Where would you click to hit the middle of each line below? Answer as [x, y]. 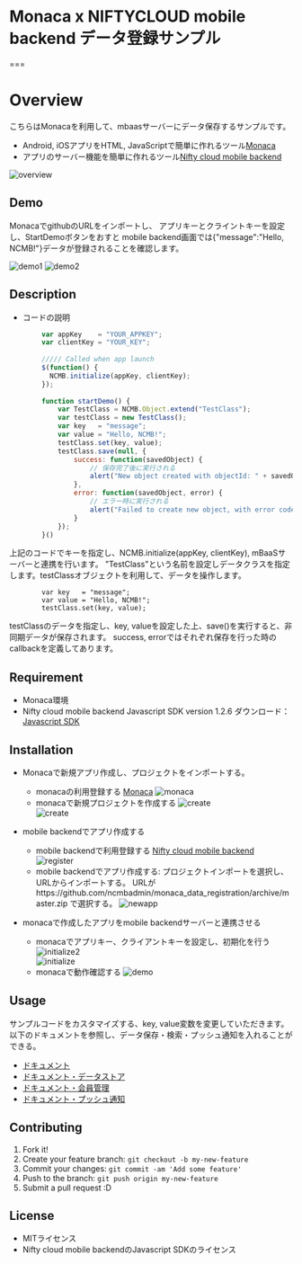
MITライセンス [49, 1239]
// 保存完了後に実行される [133, 468]
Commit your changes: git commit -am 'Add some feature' [132, 1168]
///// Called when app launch [98, 360]
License [32, 1216]
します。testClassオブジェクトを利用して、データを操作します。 [128, 575]
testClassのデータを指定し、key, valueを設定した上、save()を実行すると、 [147, 626]
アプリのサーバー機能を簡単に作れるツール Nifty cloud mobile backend [152, 156]
